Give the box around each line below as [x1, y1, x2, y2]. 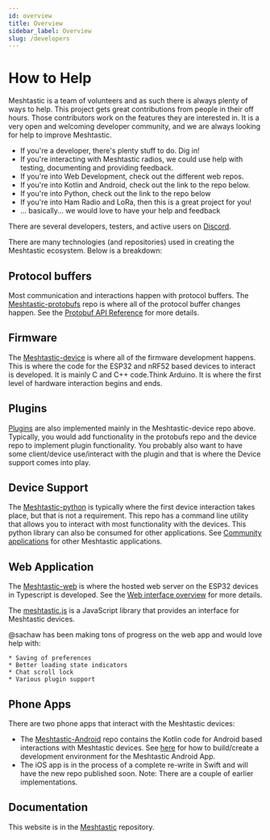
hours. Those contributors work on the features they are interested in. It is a [8, 113, 260, 123]
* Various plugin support [8, 675, 95, 683]
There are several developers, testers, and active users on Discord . [8, 221, 231, 231]
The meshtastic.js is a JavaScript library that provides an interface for [8, 606, 240, 615]
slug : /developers [8, 34, 70, 43]
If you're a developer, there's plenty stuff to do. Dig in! [19, 146, 200, 156]
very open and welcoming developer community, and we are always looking [8, 122, 261, 132]
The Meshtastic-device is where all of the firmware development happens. [8, 352, 256, 362]
